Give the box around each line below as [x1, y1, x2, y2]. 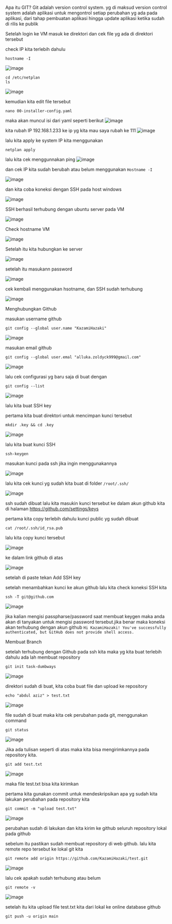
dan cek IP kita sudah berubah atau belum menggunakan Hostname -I [5, 167, 152, 172]
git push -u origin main [5, 914, 59, 919]
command [5, 717, 27, 723]
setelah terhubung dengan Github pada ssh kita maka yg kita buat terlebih [5, 649, 162, 655]
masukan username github [5, 316, 62, 322]
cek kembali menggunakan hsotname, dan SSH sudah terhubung [5, 286, 143, 292]
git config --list [5, 384, 45, 389]
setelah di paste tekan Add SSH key [5, 574, 81, 581]
